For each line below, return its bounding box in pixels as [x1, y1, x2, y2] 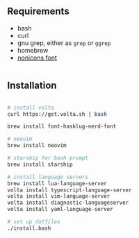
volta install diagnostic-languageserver [7, 199, 129, 207]
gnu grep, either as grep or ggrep [17, 38, 111, 47]
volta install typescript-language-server [7, 187, 132, 194]
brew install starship [7, 161, 73, 168]
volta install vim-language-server [7, 193, 111, 200]
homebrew [17, 46, 49, 54]
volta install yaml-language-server [7, 206, 113, 213]
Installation [7, 80, 57, 92]
